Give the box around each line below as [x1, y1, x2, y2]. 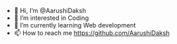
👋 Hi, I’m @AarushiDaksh [13, 7, 86, 14]
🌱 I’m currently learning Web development [13, 21, 136, 29]
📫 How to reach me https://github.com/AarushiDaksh [13, 29, 170, 37]
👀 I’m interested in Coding [13, 14, 89, 22]
